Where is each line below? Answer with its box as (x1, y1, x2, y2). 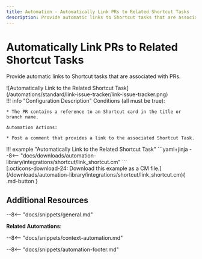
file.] (150, 165, 162, 172)
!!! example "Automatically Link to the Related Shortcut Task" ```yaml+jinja (6, 145, 188, 153)
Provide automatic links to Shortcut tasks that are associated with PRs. (6, 73, 181, 80)
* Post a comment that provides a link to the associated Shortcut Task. (6, 135, 195, 141)
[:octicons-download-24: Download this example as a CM (6, 165, 149, 172)
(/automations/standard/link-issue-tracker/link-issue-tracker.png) (6, 91, 168, 98)
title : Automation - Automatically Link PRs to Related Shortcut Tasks (6, 8, 189, 15)
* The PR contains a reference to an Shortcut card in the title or (6, 109, 182, 115)
